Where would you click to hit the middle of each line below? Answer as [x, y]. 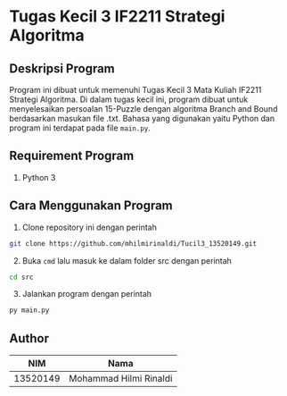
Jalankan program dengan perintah [87, 294]
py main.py [29, 310]
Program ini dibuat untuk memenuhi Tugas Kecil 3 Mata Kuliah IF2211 [135, 90]
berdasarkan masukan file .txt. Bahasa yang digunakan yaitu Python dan [142, 118]
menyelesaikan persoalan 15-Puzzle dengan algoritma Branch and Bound [143, 109]
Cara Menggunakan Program [91, 206]
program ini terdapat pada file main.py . [80, 128]
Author [29, 338]
